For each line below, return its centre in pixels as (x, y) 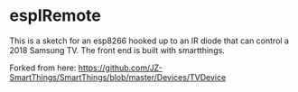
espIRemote (55, 16)
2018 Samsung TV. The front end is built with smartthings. (117, 50)
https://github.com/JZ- (120, 68)
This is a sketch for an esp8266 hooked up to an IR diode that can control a (149, 41)
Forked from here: (43, 68)
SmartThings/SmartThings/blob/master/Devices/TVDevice (118, 77)
